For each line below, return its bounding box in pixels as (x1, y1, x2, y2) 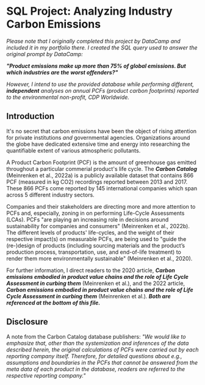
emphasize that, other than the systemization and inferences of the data (6, 339, 189, 347)
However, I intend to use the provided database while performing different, (6, 81, 194, 88)
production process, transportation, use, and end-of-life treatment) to (6, 248, 181, 256)
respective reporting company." (6, 372, 86, 379)
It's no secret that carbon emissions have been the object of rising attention (6, 127, 197, 135)
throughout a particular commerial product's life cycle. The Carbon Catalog (6, 165, 197, 172)
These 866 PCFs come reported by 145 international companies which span (6, 184, 197, 192)
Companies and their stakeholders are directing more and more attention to (6, 203, 196, 210)
